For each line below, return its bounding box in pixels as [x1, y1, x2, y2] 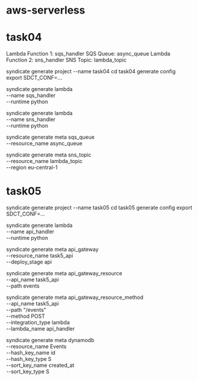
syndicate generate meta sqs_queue [6, 133, 95, 141]
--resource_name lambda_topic [6, 158, 83, 165]
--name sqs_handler [6, 92, 56, 99]
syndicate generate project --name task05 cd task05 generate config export [6, 204, 193, 211]
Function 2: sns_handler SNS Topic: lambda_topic [6, 57, 127, 64]
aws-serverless [6, 4, 86, 17]
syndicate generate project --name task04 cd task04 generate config [6, 68, 176, 75]
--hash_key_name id [6, 349, 56, 356]
